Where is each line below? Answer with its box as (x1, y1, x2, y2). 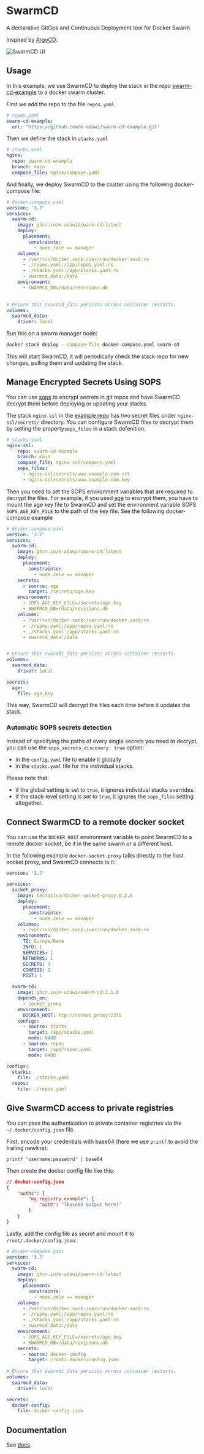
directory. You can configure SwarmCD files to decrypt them (40, 418, 194, 426)
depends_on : (17, 995, 48, 1001)
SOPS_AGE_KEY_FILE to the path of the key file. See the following (6, 507, 165, 515)
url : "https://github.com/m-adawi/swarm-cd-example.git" (12, 123, 161, 130)
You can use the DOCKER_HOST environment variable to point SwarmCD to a (6, 833, 192, 840)
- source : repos (22, 1041, 64, 1047)
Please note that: (6, 774, 49, 781)
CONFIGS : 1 (22, 967, 51, 973)
